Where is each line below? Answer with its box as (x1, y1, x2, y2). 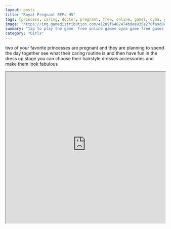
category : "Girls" (5, 31, 44, 36)
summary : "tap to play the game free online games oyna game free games (5, 26, 164, 31)
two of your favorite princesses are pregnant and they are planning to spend (5, 45, 164, 51)
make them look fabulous (5, 61, 58, 67)
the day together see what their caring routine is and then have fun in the (5, 50, 158, 56)
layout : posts (5, 7, 35, 13)
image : (5, 21, 19, 27)
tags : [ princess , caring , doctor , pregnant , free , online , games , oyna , (5, 17, 162, 22)
